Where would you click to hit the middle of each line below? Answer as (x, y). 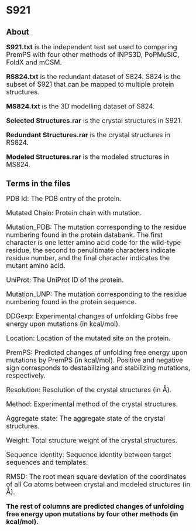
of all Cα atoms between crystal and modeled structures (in (98, 484)
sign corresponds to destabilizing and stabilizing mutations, (98, 368)
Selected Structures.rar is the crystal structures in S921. (94, 120)
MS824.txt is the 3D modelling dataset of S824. (80, 106)
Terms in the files (38, 183)
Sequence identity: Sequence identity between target (89, 455)
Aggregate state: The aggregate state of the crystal (86, 418)
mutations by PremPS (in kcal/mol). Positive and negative (94, 360)
